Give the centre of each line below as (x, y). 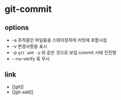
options (17, 28)
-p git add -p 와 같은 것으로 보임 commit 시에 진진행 (64, 52)
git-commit (28, 9)
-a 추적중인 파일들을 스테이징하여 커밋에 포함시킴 (60, 40)
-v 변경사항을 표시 (30, 46)
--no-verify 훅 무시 (31, 59)
